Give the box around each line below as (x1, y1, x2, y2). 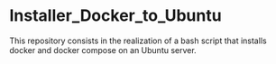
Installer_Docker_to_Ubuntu (9, 5, 223, 26)
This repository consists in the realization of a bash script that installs (9, 35, 268, 46)
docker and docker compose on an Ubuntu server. (9, 44, 197, 55)
